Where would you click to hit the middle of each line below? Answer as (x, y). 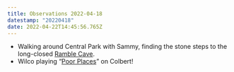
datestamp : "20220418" (41, 20)
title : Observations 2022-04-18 (55, 14)
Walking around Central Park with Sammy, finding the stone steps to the (122, 47)
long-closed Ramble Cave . (56, 54)
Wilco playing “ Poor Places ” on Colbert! (75, 62)
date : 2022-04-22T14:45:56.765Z (55, 27)
